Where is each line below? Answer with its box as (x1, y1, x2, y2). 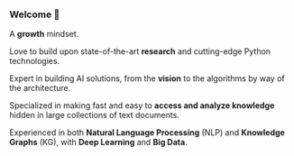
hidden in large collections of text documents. (9, 110, 180, 121)
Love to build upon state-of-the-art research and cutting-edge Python (9, 46, 271, 57)
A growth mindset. (9, 29, 79, 40)
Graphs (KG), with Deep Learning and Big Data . (9, 137, 188, 148)
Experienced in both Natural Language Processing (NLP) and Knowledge (9, 127, 286, 138)
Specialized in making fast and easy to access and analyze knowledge (9, 100, 275, 111)
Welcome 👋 (9, 8, 60, 21)
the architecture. (9, 83, 71, 94)
